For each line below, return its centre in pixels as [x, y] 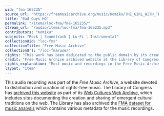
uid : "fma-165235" [24, 10]
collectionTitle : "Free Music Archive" [46, 46]
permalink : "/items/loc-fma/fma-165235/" [48, 23]
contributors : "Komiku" [29, 32]
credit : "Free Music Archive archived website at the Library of [73, 59]
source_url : [17, 14]
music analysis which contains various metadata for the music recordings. [80, 108]
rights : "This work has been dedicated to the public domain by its [76, 55]
